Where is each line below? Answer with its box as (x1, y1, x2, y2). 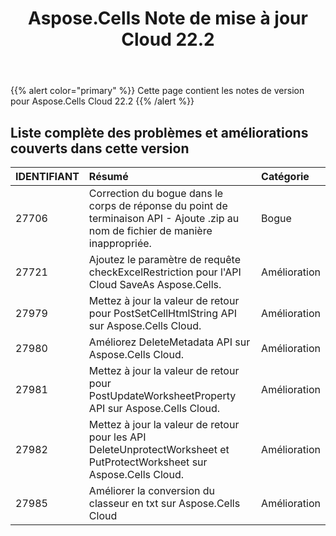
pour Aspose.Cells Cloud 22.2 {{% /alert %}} (10, 95, 195, 107)
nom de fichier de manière (88, 224, 213, 237)
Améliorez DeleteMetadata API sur (88, 335, 251, 349)
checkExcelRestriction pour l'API (88, 265, 242, 279)
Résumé (88, 170, 129, 183)
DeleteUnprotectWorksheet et (88, 443, 230, 456)
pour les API (88, 430, 147, 444)
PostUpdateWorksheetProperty (88, 389, 237, 402)
